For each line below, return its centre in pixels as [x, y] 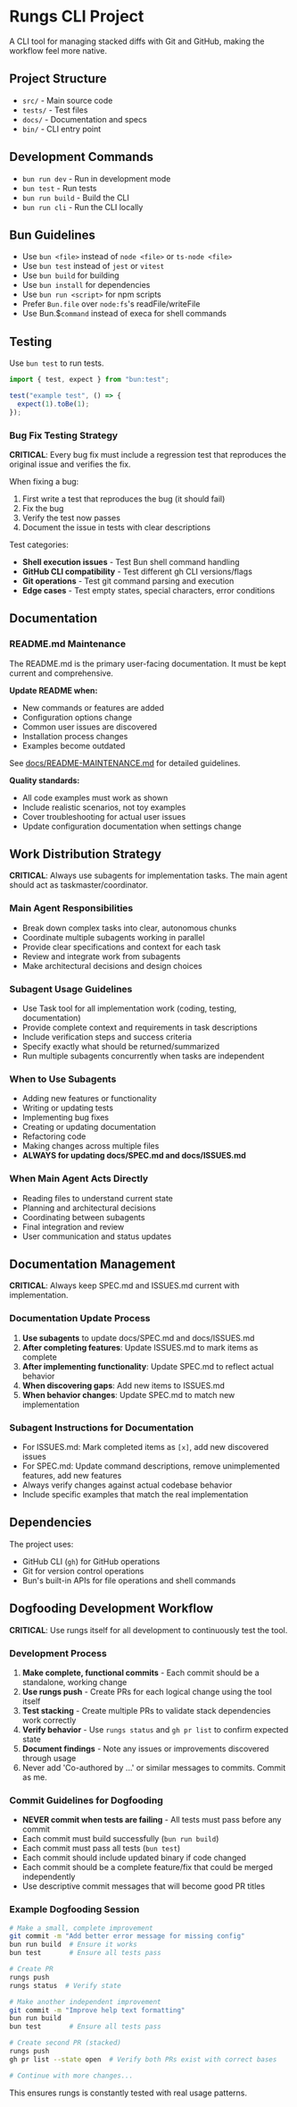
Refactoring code [54, 1136]
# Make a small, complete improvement [81, 1928]
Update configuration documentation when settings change [132, 826]
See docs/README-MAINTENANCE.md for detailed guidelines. [125, 763]
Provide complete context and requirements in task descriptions [140, 1028]
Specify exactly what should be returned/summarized [121, 1047]
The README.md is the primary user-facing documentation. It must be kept [148, 663]
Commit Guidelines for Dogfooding [86, 1800]
